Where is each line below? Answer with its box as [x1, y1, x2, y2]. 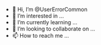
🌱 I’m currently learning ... [12, 19, 78, 26]
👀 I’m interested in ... [12, 12, 64, 19]
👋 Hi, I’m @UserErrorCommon [12, 6, 88, 13]
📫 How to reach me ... [12, 32, 69, 39]
